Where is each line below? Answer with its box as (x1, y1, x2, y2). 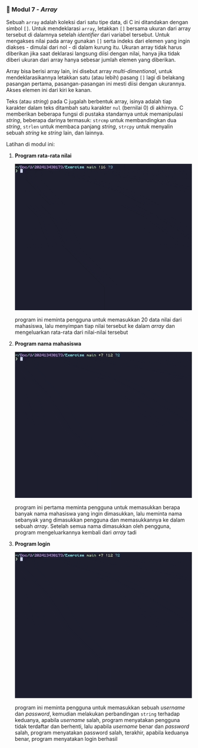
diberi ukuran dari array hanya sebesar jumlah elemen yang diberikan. (6, 56, 176, 64)
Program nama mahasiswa (14, 340, 81, 347)
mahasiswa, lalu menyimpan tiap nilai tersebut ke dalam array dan (14, 322, 175, 329)
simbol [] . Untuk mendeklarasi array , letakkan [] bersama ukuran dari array (6, 25, 191, 32)
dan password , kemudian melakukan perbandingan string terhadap (14, 710, 180, 717)
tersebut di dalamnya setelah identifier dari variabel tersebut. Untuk (6, 31, 170, 38)
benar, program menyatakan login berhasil (14, 735, 118, 742)
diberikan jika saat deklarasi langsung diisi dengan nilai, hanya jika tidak (6, 50, 180, 57)
